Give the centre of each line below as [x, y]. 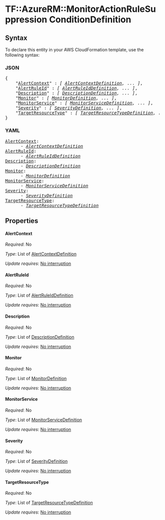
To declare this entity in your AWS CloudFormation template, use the [74, 50]
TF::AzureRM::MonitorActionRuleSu [81, 9]
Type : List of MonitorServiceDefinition [44, 420]
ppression [26, 20]
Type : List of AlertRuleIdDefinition [39, 296]
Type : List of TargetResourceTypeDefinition [49, 503]
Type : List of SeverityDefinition [36, 461]
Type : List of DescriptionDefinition [40, 337]
